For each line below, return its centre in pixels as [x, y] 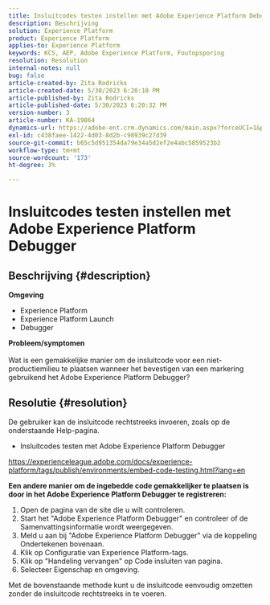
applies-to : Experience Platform [64, 46]
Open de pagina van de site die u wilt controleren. [102, 509]
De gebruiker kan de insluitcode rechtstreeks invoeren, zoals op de [119, 422]
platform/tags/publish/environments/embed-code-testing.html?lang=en [127, 470]
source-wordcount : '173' [50, 157]
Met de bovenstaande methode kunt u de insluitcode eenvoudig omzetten [131, 585]
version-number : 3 [39, 113]
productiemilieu [34, 369]
